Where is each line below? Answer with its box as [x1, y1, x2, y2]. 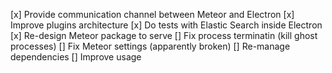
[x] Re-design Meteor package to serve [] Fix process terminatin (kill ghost [10, 30, 318, 41]
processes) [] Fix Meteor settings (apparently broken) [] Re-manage [10, 40, 291, 52]
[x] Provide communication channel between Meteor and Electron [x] [10, 9, 295, 20]
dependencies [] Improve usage [10, 51, 142, 63]
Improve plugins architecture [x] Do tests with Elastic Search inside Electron [10, 19, 323, 31]
